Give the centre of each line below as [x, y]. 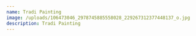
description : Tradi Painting [43, 23]
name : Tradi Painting [34, 12]
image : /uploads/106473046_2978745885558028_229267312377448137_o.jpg [98, 18]
